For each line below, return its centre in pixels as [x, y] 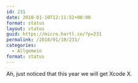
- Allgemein [27, 51]
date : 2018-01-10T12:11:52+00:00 [49, 17]
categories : [21, 46]
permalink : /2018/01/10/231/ [43, 40]
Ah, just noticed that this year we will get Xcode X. [69, 73]
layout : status [26, 29]
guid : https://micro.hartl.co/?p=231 [54, 34]
